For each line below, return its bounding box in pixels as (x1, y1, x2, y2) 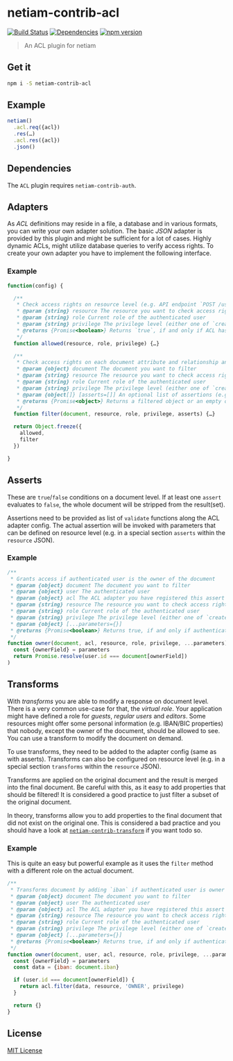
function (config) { (7, 282, 64, 289)
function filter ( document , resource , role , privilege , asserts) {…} (13, 411, 216, 418)
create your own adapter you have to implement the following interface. (7, 249, 212, 258)
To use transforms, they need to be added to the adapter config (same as (7, 747, 217, 755)
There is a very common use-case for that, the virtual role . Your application (7, 704, 223, 713)
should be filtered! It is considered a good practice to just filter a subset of (7, 790, 219, 798)
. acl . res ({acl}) (13, 137, 60, 144)
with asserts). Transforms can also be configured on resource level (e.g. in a (7, 755, 225, 763)
